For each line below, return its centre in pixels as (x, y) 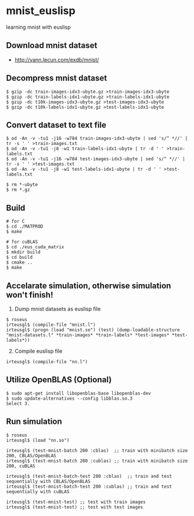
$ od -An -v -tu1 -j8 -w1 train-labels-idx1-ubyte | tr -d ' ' (85, 149)
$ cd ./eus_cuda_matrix (35, 247)
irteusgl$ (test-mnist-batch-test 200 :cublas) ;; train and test (89, 486)
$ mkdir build (24, 252)
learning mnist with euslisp (39, 27)
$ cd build (19, 257)
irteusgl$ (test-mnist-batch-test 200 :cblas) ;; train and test (89, 476)
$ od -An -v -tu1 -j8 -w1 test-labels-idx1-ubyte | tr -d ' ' (84, 169)
